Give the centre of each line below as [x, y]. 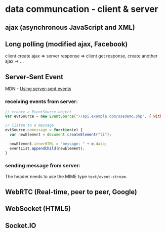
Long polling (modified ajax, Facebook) [66, 44]
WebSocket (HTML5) [38, 209]
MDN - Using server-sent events [38, 89]
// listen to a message [30, 125]
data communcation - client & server [82, 9]
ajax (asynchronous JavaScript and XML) [70, 27]
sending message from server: [43, 166]
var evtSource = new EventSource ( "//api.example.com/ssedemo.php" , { [78, 116]
